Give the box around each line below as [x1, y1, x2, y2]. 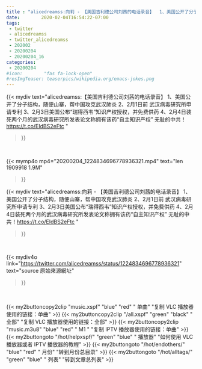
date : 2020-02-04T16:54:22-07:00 [6, 14, 109, 20]
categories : [6, 59, 36, 65]
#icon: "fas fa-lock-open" [6, 70, 93, 76]
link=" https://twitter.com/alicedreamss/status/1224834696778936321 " [6, 260, 182, 267]
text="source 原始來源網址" [6, 267, 75, 274]
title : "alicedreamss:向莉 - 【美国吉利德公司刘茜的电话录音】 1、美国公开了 [6, 8, 189, 15]
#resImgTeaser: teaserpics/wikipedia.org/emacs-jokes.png [6, 76, 155, 82]
